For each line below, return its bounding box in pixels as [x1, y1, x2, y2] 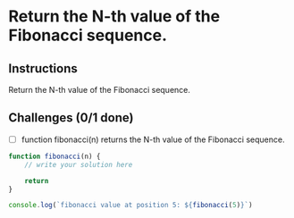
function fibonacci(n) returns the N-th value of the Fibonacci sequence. [21, 134, 285, 145]
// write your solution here [24, 160, 133, 169]
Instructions [8, 61, 78, 76]
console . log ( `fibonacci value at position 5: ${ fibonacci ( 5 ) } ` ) [8, 201, 253, 210]
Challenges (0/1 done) [8, 110, 134, 126]
